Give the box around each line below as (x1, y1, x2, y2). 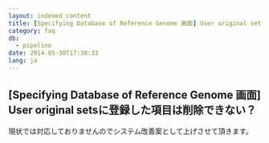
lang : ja (8, 57, 38, 65)
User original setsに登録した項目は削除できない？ (8, 104, 257, 117)
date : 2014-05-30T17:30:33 (8, 49, 99, 57)
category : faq (8, 27, 56, 35)
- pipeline (15, 42, 52, 50)
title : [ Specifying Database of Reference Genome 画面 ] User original (8, 19, 247, 27)
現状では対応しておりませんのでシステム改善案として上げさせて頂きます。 (8, 126, 253, 136)
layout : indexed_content (8, 11, 92, 20)
